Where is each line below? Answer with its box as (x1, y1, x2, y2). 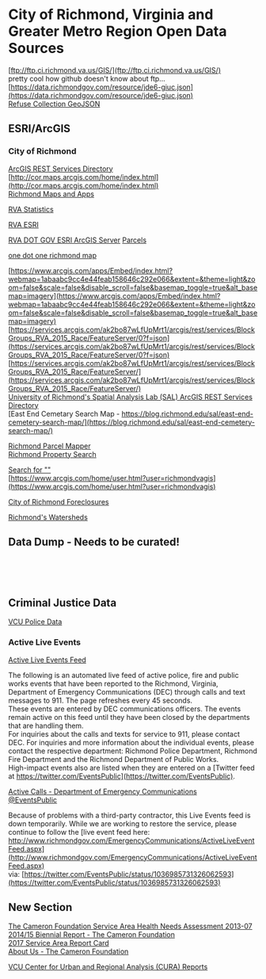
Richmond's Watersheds (8, 512, 89, 522)
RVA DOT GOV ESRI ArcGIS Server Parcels (8, 235, 147, 245)
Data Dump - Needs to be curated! (8, 535, 180, 549)
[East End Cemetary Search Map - (8, 409, 120, 418)
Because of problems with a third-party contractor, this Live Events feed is (8, 810, 251, 820)
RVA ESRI (8, 219, 40, 229)
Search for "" (8, 465, 51, 474)
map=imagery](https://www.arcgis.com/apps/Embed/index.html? (8, 291, 221, 300)
